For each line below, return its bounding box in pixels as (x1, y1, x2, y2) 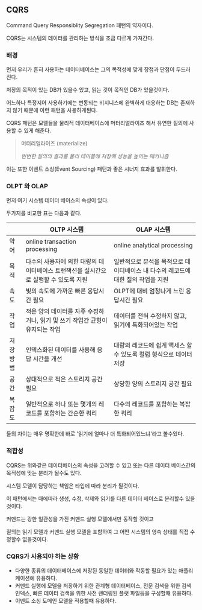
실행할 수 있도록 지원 (32, 276, 88, 284)
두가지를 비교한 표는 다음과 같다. (6, 209, 82, 217)
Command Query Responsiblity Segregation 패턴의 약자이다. (6, 21, 153, 29)
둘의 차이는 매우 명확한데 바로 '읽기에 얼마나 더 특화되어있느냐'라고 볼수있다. (6, 430, 185, 437)
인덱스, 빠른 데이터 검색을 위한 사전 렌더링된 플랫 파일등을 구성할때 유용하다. (14, 589, 194, 597)
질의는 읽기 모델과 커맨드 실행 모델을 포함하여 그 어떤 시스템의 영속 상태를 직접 (6, 528, 189, 535)
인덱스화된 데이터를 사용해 (25, 346, 96, 354)
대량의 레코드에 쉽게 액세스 (114, 341, 185, 349)
